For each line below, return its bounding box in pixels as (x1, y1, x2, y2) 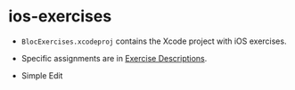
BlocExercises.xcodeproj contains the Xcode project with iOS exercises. (20, 36, 287, 46)
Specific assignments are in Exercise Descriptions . (20, 53, 208, 63)
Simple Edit (20, 70, 63, 81)
